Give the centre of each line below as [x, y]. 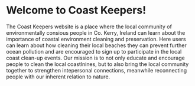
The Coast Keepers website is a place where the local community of [89, 27]
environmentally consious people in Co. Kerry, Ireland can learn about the [96, 32]
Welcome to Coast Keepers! [76, 10]
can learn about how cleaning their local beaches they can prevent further [97, 45]
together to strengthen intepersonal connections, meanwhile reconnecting [97, 70]
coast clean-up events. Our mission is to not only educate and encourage [95, 58]
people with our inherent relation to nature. [58, 77]
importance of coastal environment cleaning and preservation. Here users [96, 39]
